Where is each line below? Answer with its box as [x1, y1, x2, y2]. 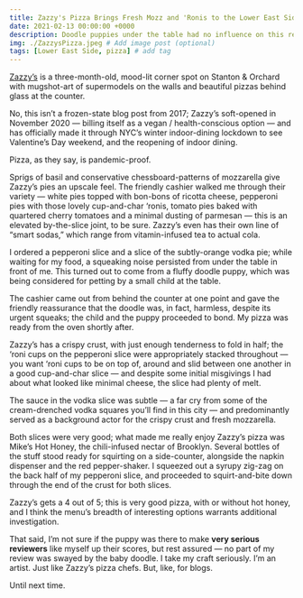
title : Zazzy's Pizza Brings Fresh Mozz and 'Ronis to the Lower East [9, 13, 280, 23]
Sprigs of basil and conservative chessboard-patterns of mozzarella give [9, 172, 281, 183]
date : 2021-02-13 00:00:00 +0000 [9, 22, 135, 31]
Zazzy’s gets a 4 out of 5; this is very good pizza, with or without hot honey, [9, 497, 291, 508]
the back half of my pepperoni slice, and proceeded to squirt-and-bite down [9, 470, 293, 481]
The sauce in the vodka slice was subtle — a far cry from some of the [9, 395, 268, 406]
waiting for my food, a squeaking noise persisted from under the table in [9, 256, 278, 267]
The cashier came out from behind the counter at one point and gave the [9, 293, 280, 304]
